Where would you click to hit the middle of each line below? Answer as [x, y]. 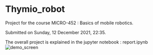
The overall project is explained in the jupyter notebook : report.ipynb [76, 42]
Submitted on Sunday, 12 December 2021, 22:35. [56, 32]
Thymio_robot [35, 9]
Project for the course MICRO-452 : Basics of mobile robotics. [69, 23]
